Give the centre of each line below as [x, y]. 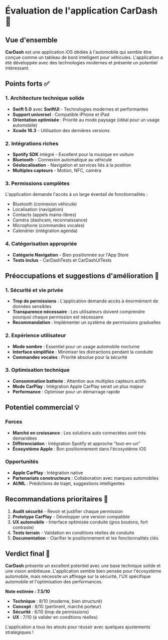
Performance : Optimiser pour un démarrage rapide [66, 391]
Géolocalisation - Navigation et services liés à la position [72, 165]
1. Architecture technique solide [45, 98]
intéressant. [17, 68]
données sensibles [32, 306]
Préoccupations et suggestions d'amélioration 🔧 [82, 276]
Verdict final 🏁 [28, 554]
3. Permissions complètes [38, 183]
